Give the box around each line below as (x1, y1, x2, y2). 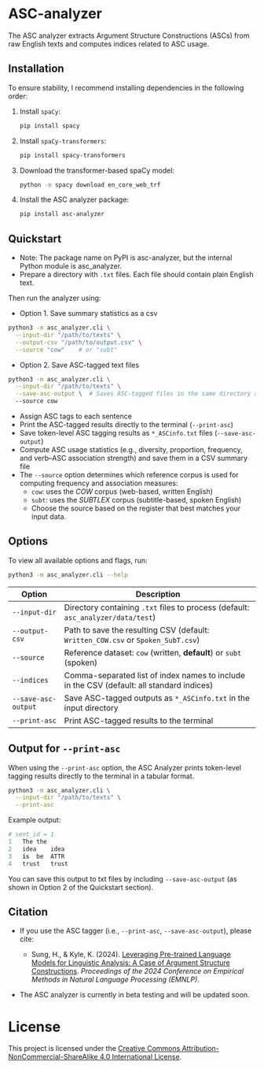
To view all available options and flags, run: (8, 555, 148, 565)
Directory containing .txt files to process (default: (64, 602, 250, 613)
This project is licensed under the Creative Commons (8, 1044, 181, 1053)
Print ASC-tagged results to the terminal (64, 715, 214, 726)
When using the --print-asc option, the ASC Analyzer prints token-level (8, 763, 242, 772)
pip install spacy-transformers (19, 151, 126, 159)
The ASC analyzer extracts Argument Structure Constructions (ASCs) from (8, 31, 250, 40)
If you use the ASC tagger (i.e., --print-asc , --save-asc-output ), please (19, 926, 252, 936)
